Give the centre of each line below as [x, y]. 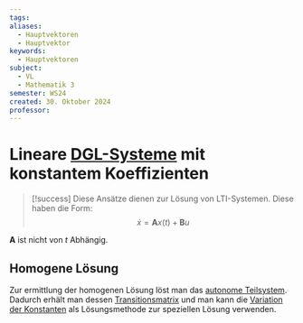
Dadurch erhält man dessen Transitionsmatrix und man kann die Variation [146, 300]
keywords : [28, 51]
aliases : [26, 26]
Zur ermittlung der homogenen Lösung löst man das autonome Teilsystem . [148, 290]
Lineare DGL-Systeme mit [108, 155]
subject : [26, 69]
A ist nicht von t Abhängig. [59, 240]
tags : [19, 18]
